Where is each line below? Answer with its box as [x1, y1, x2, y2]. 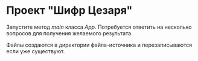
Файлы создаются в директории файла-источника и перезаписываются [6, 41, 192, 48]
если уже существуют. [6, 47, 65, 54]
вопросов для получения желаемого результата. [6, 29, 133, 36]
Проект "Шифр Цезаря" [6, 4, 133, 17]
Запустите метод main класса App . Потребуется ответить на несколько [6, 23, 192, 30]
